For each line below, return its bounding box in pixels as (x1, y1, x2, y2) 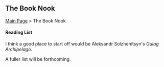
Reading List (5, 29, 32, 35)
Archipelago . (5, 46, 33, 53)
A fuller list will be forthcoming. (5, 56, 71, 62)
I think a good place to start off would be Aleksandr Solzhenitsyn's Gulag (5, 41, 159, 47)
